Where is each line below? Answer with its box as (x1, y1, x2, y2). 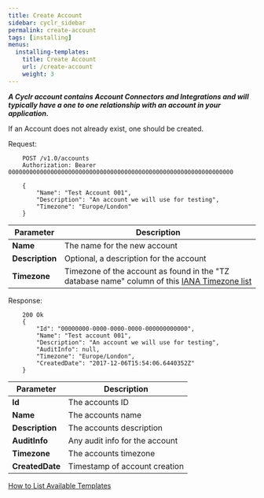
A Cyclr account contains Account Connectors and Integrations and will (8, 91, 249, 101)
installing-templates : (15, 48, 90, 56)
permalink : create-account (8, 26, 97, 34)
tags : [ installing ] (8, 33, 72, 42)
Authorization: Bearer (22, 161, 97, 169)
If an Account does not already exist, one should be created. (8, 124, 204, 133)
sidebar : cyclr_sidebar (8, 19, 86, 27)
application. (8, 108, 49, 118)
